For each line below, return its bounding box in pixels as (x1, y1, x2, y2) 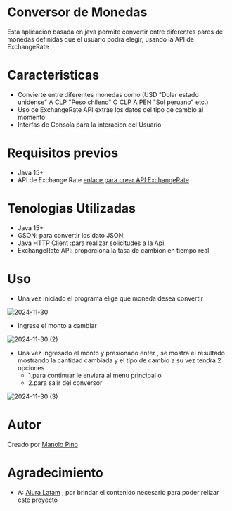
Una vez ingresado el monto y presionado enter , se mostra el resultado (17, 348, 225, 357)
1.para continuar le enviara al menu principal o (27, 371, 162, 379)
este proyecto (17, 496, 58, 504)
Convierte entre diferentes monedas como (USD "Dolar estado (17, 90, 199, 99)
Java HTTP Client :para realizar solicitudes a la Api (17, 239, 165, 247)
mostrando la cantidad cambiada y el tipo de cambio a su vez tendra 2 (17, 356, 221, 365)
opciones (17, 363, 45, 372)
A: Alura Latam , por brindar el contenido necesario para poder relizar (17, 488, 219, 496)
